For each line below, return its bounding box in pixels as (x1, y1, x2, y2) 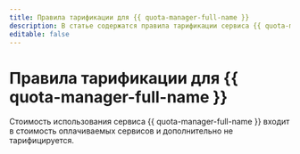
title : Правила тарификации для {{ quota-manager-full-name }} (9, 12, 250, 22)
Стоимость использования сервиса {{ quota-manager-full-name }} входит (9, 117, 290, 127)
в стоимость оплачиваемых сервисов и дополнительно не (9, 126, 234, 136)
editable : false (9, 29, 70, 38)
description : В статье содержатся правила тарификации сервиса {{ (9, 21, 262, 30)
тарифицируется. (9, 135, 74, 146)
